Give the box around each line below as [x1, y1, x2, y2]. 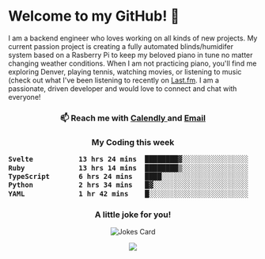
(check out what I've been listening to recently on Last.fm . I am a [8, 75, 219, 85]
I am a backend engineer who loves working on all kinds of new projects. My [8, 33, 258, 43]
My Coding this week [91, 136, 175, 147]
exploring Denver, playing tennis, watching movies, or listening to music [8, 67, 242, 76]
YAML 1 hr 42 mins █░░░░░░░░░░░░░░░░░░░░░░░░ [8, 189, 249, 198]
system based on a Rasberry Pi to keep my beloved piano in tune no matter [8, 50, 253, 59]
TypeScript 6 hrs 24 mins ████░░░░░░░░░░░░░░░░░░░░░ [8, 172, 249, 181]
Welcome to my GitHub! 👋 [8, 7, 180, 25]
